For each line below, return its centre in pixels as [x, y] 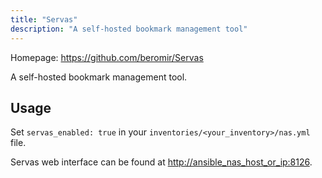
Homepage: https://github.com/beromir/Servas [107, 57]
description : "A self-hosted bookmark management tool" [129, 29]
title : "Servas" [44, 19]
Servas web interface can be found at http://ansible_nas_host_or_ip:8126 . [161, 162]
